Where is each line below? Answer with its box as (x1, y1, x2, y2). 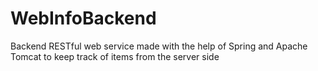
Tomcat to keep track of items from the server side (10, 50, 220, 62)
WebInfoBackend (10, 7, 157, 30)
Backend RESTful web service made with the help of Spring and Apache (10, 40, 308, 52)
